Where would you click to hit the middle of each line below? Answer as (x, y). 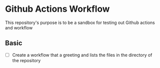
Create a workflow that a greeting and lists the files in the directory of (82, 55)
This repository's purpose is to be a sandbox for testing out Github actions (80, 23)
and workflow (19, 27)
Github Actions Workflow (57, 9)
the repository (26, 60)
